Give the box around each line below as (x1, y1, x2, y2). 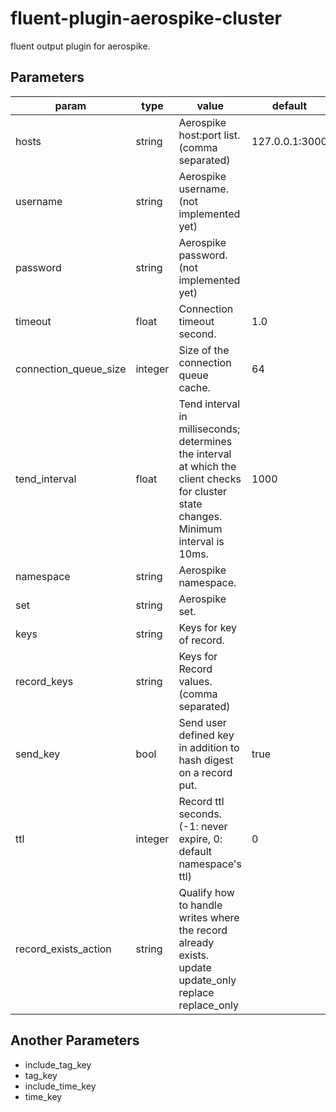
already (178, 935, 215, 949)
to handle (178, 898, 223, 912)
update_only (178, 973, 237, 987)
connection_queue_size (15, 362, 127, 376)
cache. (178, 380, 211, 394)
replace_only (178, 998, 239, 1012)
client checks (178, 472, 242, 486)
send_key (15, 747, 61, 761)
